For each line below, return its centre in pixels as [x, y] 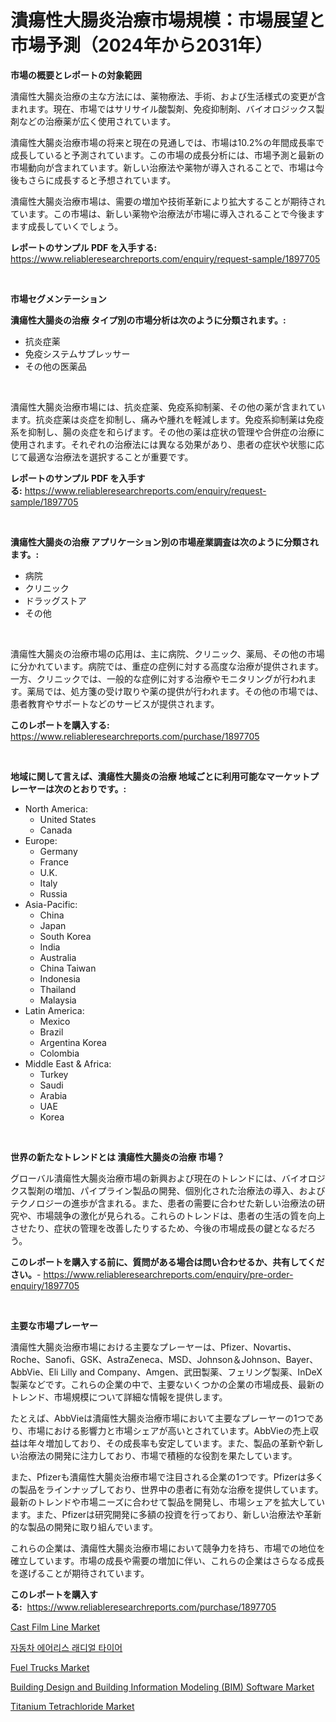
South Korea [65, 936]
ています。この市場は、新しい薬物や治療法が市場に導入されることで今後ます [167, 213]
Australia [58, 957]
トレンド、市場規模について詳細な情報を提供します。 [119, 1397]
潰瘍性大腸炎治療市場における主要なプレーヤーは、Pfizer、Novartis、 [153, 1347]
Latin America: [54, 1010]
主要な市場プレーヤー [54, 1325]
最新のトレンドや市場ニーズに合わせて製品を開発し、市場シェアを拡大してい [167, 1502]
